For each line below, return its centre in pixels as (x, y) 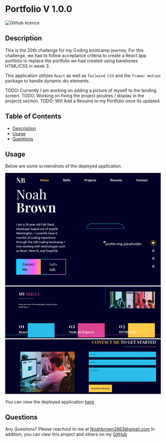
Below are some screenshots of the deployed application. (64, 166)
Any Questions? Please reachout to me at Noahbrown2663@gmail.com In (80, 429)
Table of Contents (33, 116)
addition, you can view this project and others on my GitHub (66, 434)
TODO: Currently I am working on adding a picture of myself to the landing (81, 90)
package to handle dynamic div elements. (48, 80)
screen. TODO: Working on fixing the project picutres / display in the (75, 95)
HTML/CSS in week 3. (28, 66)
